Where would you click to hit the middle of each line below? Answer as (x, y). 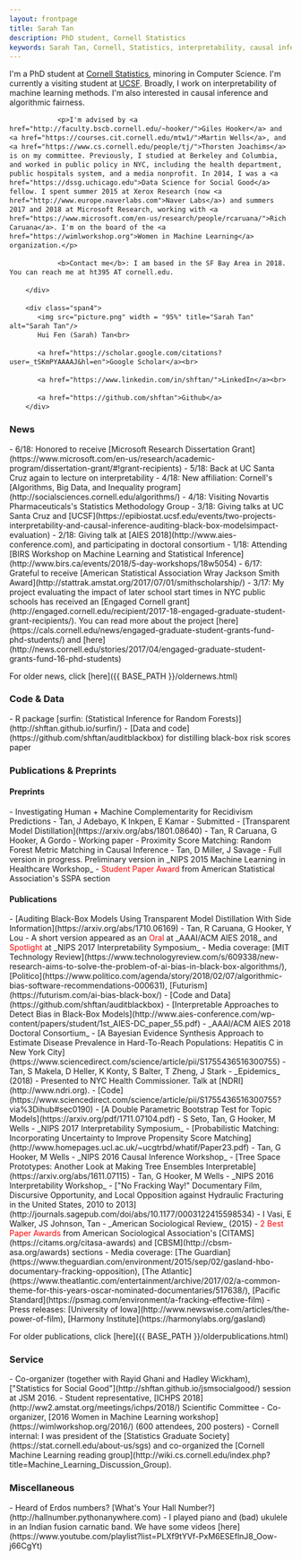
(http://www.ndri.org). (50, 1090)
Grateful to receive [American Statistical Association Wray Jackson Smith (145, 573)
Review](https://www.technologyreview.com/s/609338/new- (167, 957)
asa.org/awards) (39, 1252)
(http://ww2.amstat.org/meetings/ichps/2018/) (95, 1408)
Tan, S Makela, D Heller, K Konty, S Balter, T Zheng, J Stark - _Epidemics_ (145, 1071)
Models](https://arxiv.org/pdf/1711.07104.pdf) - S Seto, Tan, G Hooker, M (142, 1119)
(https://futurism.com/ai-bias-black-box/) (86, 995)
